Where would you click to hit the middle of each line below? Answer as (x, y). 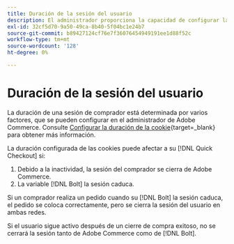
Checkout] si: (26, 155)
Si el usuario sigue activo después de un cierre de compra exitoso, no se (111, 226)
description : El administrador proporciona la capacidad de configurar (113, 20)
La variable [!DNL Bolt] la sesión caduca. (76, 184)
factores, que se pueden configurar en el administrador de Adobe (101, 120)
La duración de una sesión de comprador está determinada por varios (108, 112)
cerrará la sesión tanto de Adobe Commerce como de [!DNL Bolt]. (102, 233)
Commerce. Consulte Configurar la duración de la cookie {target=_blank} (111, 127)
